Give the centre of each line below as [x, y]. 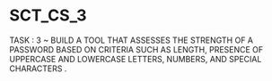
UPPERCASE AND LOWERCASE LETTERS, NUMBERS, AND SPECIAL [136, 59]
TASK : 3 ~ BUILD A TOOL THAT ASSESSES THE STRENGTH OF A [132, 40]
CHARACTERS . [38, 69]
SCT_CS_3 [48, 16]
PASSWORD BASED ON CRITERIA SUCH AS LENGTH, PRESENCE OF [136, 49]
